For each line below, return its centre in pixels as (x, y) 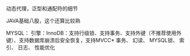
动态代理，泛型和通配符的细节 (42, 8)
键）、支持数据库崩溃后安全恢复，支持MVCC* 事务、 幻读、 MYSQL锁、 (92, 40)
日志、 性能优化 (36, 47)
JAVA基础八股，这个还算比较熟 (43, 21)
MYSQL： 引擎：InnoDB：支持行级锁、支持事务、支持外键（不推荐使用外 (94, 33)
